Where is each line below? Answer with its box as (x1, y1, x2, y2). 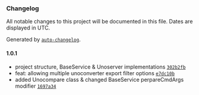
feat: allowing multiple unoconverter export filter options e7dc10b (14, 69, 175, 76)
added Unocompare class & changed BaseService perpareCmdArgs (14, 76, 184, 83)
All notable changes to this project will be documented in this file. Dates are (6, 18, 194, 25)
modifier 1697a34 (14, 82, 57, 90)
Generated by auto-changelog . (6, 36, 81, 43)
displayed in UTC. (6, 24, 51, 31)
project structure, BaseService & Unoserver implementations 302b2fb (14, 63, 186, 70)
